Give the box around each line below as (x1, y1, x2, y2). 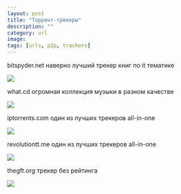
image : (7, 36, 26, 43)
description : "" (7, 23, 54, 30)
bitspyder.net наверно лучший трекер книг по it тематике (7, 61, 175, 69)
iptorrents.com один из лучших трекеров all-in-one (7, 114, 156, 122)
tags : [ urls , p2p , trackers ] (7, 42, 91, 49)
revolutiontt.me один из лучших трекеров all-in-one (7, 140, 157, 148)
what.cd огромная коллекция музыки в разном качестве (7, 88, 174, 95)
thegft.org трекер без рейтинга (7, 166, 98, 175)
